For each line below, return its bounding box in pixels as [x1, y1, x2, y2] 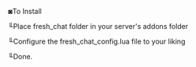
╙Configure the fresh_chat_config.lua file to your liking [8, 37, 186, 46]
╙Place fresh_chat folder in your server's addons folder [8, 22, 189, 30]
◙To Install [8, 7, 42, 16]
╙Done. [8, 52, 33, 61]
